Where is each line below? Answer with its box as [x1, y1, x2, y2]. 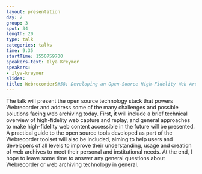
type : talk [6, 36, 34, 42]
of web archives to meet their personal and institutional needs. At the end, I [6, 148, 192, 155]
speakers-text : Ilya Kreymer [6, 59, 79, 65]
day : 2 [6, 14, 23, 20]
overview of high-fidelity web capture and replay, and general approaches [6, 117, 191, 123]
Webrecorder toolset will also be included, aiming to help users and [6, 136, 173, 142]
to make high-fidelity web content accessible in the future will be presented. [6, 123, 195, 130]
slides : [6, 75, 26, 81]
